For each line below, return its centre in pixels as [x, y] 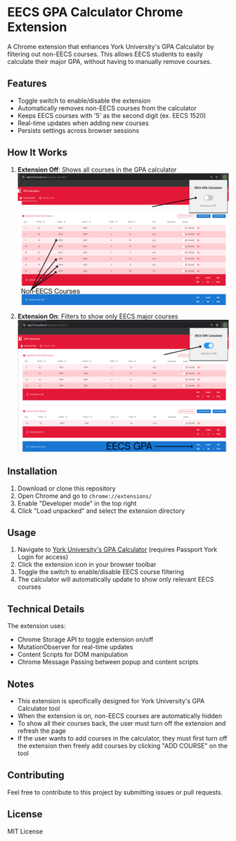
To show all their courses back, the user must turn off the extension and [122, 724]
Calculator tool [39, 709]
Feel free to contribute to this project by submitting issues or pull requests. [115, 792]
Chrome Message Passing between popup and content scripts [108, 662]
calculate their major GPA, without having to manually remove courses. [110, 61]
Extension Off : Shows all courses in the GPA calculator [97, 169]
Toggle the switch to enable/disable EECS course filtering [101, 572]
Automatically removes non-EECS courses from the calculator [107, 108]
